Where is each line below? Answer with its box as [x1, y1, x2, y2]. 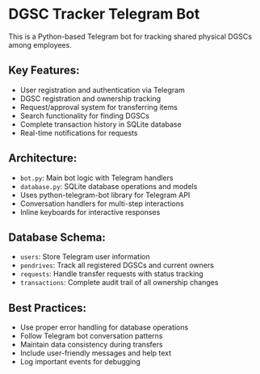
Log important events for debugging [19, 357, 141, 367]
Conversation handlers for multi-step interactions [19, 199, 184, 208]
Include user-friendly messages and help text [19, 348, 172, 358]
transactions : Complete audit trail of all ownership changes [19, 278, 219, 288]
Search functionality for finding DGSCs [19, 111, 149, 120]
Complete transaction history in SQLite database [19, 119, 182, 129]
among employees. [8, 40, 73, 49]
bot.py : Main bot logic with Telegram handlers [19, 173, 174, 183]
